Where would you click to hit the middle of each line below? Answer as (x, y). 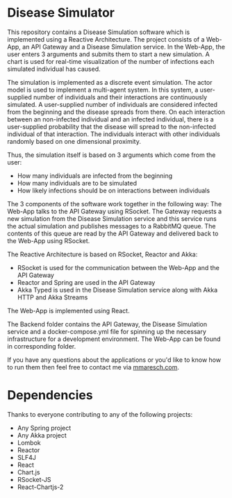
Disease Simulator (61, 13)
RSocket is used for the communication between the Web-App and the (118, 267)
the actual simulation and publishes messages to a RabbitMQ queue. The (111, 226)
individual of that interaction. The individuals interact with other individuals (114, 134)
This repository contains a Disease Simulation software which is (99, 32)
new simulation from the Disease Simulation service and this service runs (112, 218)
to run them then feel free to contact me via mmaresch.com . (93, 367)
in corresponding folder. (42, 346)
